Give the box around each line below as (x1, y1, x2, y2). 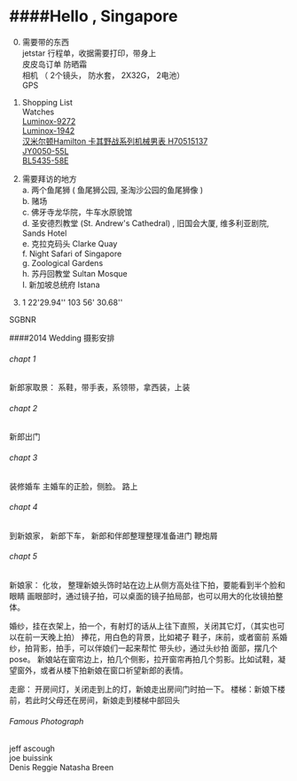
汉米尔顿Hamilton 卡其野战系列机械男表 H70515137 (21, 136, 208, 146)
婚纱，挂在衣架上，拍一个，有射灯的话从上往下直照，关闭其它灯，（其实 (9, 621, 270, 631)
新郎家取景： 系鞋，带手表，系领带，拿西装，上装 (9, 382, 191, 393)
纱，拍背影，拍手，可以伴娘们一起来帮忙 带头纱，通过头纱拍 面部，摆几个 (9, 643, 277, 653)
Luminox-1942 (21, 125, 75, 136)
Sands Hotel (21, 228, 67, 238)
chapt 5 (9, 551, 38, 562)
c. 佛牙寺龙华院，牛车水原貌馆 (21, 207, 133, 217)
